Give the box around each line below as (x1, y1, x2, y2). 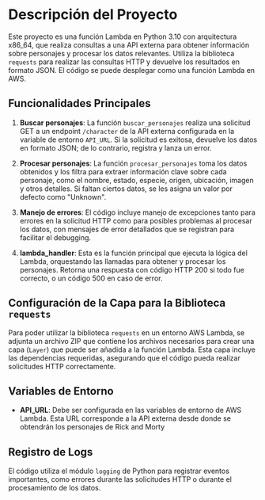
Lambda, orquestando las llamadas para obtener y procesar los (19, 256, 226, 266)
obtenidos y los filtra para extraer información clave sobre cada (19, 166, 227, 176)
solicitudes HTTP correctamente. (8, 361, 116, 371)
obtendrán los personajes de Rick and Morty (19, 422, 165, 432)
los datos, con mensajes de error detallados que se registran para (19, 224, 235, 234)
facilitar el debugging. (19, 232, 92, 242)
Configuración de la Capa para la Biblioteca (8, 296, 226, 310)
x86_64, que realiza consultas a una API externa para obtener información (8, 40, 250, 49)
